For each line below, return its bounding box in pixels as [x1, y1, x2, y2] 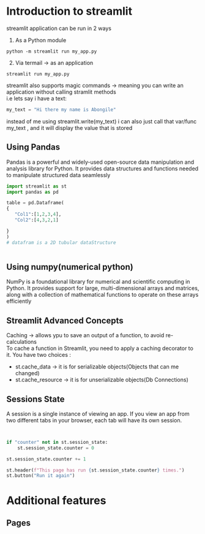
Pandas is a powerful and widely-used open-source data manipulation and [6, 158, 195, 166]
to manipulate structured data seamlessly [6, 171, 111, 178]
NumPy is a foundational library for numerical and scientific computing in [6, 278, 190, 286]
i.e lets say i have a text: [6, 94, 67, 102]
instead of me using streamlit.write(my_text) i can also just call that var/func [6, 118, 197, 125]
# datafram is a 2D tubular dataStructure [6, 239, 116, 246]
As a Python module [15, 36, 67, 44]
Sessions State [6, 394, 65, 404]
